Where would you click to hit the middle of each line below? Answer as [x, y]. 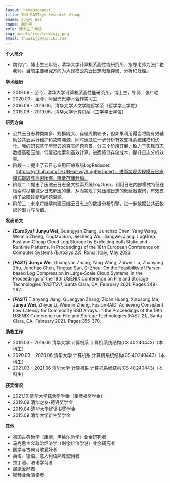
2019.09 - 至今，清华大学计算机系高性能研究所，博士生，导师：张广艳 [86, 92]
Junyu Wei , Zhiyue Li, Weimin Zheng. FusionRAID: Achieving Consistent [88, 304]
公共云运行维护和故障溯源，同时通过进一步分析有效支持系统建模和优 [88, 139]
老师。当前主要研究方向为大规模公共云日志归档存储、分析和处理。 [81, 71]
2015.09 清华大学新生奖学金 [42, 415]
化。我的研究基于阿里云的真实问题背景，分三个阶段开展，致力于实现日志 [88, 146]
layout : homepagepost [28, 10]
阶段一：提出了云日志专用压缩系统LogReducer [61, 165]
